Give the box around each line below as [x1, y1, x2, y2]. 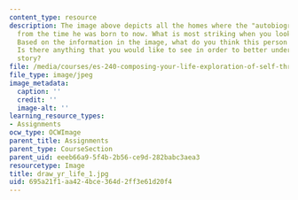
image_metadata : [9, 79, 69, 88]
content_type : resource [9, 12, 98, 22]
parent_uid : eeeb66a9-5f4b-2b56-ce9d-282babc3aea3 [9, 152, 200, 162]
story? [17, 54, 42, 63]
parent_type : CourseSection [9, 144, 114, 153]
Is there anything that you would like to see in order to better [17, 46, 268, 55]
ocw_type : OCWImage [9, 128, 82, 137]
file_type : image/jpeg [9, 71, 93, 80]
